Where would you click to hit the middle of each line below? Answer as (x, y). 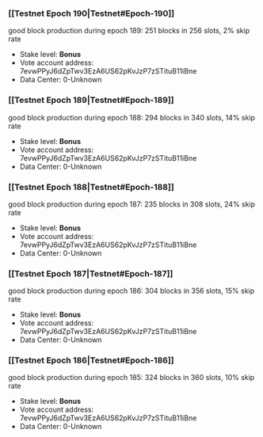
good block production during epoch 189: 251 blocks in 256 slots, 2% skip (129, 31)
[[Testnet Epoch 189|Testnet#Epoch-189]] (91, 101)
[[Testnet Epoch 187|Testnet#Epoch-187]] (91, 273)
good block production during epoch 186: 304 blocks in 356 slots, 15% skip (131, 291)
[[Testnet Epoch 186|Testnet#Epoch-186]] (91, 360)
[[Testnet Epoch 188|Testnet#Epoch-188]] (91, 187)
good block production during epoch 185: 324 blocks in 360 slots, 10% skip (131, 378)
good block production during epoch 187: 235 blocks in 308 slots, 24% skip (132, 204)
